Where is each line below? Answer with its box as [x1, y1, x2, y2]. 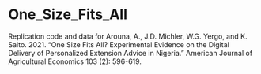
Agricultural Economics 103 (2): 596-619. [8, 57, 142, 66]
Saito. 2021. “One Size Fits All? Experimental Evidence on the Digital [8, 39, 229, 49]
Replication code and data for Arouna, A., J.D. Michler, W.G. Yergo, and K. [8, 31, 248, 41]
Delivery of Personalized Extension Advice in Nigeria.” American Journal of [8, 48, 253, 57]
